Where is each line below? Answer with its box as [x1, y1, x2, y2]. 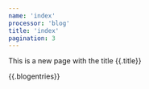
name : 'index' [8, 11, 56, 20]
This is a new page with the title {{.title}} [8, 56, 142, 66]
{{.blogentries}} [8, 71, 60, 81]
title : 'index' [8, 26, 60, 34]
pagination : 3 [8, 34, 56, 42]
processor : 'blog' [8, 19, 70, 27]
